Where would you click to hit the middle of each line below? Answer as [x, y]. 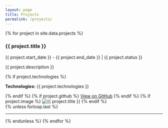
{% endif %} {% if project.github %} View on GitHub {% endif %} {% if [78, 96]
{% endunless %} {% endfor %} [38, 121]
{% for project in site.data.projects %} [44, 33]
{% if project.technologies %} [36, 76]
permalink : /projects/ [29, 19]
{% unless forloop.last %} [32, 106]
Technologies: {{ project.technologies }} [47, 86]
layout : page [19, 10]
